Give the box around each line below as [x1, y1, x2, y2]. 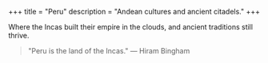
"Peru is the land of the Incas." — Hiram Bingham [27, 46, 190, 55]
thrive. [8, 31, 30, 40]
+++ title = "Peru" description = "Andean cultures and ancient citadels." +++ [8, 7, 260, 16]
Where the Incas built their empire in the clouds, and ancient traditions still [8, 22, 254, 31]
